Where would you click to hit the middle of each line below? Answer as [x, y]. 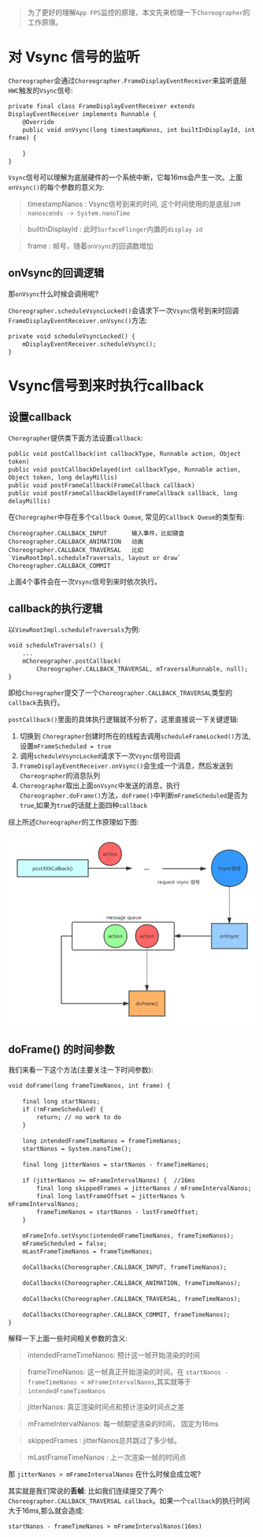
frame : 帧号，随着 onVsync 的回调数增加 [90, 246]
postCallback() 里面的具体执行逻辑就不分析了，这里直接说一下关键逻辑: [124, 719]
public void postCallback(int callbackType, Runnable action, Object [125, 453]
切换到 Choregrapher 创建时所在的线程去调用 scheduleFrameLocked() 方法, [135, 736]
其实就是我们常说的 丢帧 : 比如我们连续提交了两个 [86, 1491]
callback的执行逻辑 [56, 609]
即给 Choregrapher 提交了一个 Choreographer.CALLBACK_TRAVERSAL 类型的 [120, 692]
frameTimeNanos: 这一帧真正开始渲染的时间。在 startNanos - [128, 1372]
